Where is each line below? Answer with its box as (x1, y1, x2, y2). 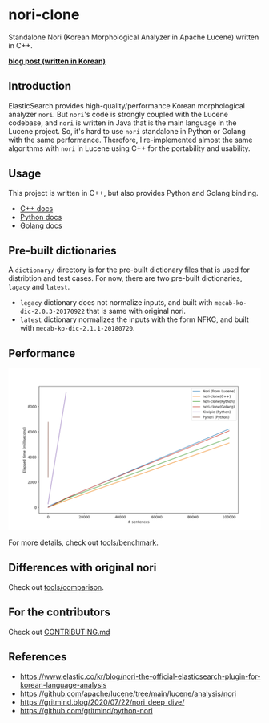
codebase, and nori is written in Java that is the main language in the (8, 118, 237, 128)
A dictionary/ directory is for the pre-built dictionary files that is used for (8, 265, 251, 274)
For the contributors (8, 606, 110, 619)
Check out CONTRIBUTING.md (8, 627, 110, 636)
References (8, 650, 67, 664)
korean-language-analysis (19, 680, 107, 689)
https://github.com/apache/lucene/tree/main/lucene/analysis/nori (19, 688, 237, 698)
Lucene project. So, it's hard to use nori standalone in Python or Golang (8, 126, 246, 136)
